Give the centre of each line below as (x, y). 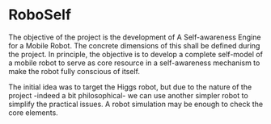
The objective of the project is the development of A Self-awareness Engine (135, 37)
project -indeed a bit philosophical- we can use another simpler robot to (128, 95)
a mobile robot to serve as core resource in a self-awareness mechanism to (134, 63)
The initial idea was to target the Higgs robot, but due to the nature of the (130, 87)
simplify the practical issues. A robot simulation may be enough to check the (136, 104)
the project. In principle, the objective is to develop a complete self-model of (135, 54)
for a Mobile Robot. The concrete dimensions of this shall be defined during (134, 45)
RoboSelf (40, 15)
